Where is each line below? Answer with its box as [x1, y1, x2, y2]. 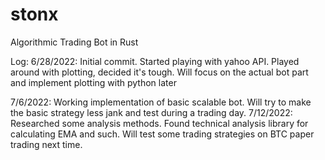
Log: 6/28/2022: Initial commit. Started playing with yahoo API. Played [10, 55, 300, 67]
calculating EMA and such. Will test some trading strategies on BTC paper [10, 128, 315, 140]
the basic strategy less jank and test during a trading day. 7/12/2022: [10, 106, 293, 118]
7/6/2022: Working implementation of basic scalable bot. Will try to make [10, 96, 312, 108]
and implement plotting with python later [10, 76, 177, 88]
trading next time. [10, 138, 83, 150]
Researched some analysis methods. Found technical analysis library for [10, 117, 309, 129]
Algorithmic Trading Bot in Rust [10, 36, 139, 48]
